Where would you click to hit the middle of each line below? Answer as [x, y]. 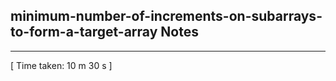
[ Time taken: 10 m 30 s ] [61, 65]
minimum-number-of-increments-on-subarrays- [166, 16]
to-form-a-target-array [84, 32]
